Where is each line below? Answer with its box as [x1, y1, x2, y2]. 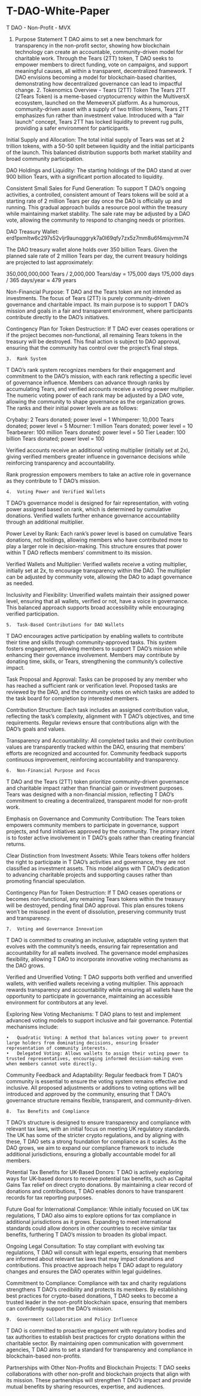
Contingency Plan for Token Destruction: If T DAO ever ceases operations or [6, 325, 194, 332]
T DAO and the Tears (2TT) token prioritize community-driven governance [6, 778, 189, 785]
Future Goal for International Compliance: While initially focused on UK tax [6, 1205, 189, 1212]
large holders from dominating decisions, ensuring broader [6, 1040, 160, 1046]
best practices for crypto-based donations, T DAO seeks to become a [6, 1292, 178, 1299]
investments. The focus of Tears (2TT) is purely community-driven [6, 294, 170, 301]
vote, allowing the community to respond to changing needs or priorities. [6, 216, 185, 224]
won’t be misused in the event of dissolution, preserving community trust [6, 908, 187, 915]
